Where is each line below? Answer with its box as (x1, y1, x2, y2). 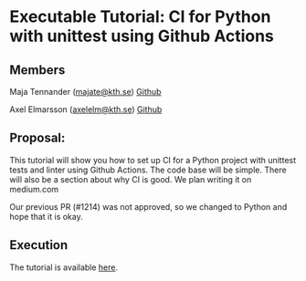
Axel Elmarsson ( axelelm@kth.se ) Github (9, 104, 163, 115)
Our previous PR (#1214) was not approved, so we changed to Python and (9, 201, 288, 212)
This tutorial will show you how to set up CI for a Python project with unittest (9, 154, 297, 165)
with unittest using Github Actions (9, 26, 274, 47)
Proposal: (9, 130, 66, 146)
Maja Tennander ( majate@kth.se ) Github (9, 87, 162, 97)
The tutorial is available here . (9, 262, 119, 273)
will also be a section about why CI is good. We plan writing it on (9, 173, 252, 184)
